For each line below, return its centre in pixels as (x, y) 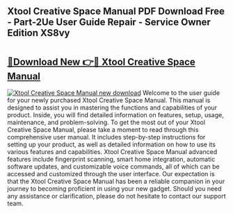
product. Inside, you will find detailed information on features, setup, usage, (115, 115)
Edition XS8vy (39, 33)
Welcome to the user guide (181, 93)
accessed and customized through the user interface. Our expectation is (111, 174)
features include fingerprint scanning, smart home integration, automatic (111, 159)
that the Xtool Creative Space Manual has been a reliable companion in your (116, 181)
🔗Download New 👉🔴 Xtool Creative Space (102, 62)
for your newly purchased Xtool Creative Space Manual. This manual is (109, 100)
